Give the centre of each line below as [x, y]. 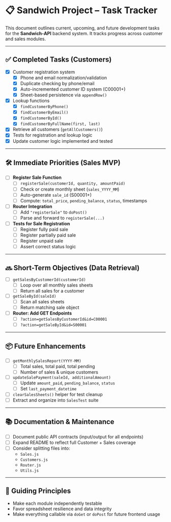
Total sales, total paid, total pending [58, 366]
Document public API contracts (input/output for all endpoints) [78, 436]
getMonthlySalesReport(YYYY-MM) [47, 361]
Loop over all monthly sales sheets [56, 285]
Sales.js [30, 454]
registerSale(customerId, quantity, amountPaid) [73, 184]
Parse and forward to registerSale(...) [62, 218]
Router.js [31, 465]
